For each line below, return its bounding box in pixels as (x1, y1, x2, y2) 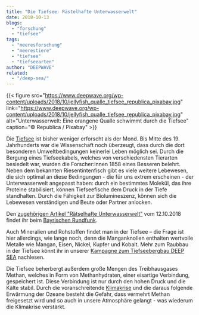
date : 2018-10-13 (6, 14, 49, 20)
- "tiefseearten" (11, 59, 55, 65)
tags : (6, 36, 20, 42)
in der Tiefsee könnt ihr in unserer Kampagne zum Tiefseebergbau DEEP (6, 247, 185, 255)
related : (6, 70, 28, 76)
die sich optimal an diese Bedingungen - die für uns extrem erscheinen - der (6, 173, 194, 181)
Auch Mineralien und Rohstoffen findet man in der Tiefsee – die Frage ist (6, 228, 184, 236)
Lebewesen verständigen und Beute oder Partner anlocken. (6, 198, 153, 206)
